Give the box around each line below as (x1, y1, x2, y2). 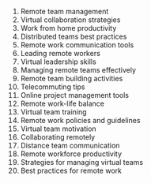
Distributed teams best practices (20, 32, 127, 41)
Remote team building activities (20, 74, 123, 83)
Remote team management (20, 7, 109, 16)
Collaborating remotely (20, 133, 96, 141)
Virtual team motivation (20, 124, 97, 133)
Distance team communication (20, 141, 120, 150)
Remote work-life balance (20, 99, 105, 108)
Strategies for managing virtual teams (20, 158, 144, 166)
